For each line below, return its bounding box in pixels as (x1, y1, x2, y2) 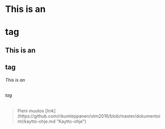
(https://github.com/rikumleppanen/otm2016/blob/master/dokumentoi (17, 113, 161, 119)
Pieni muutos (17, 108, 44, 114)
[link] (45, 108, 56, 114)
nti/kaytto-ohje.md (17, 118, 56, 124)
